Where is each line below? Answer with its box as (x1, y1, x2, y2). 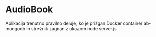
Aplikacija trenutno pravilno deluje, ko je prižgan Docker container (5, 20, 143, 26)
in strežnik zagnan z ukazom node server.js (26, 25, 118, 31)
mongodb (5, 25, 26, 31)
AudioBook (5, 4, 53, 15)
